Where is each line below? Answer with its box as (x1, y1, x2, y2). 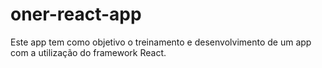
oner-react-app (10, 3, 142, 26)
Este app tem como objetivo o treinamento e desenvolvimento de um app (10, 36, 312, 48)
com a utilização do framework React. (10, 46, 167, 58)
